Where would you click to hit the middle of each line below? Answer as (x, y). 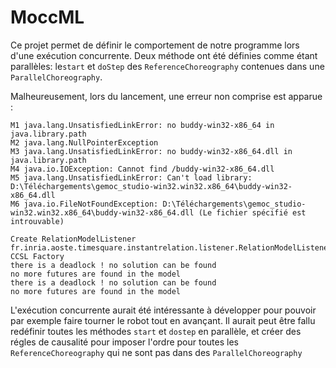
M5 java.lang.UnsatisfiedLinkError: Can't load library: (131, 177)
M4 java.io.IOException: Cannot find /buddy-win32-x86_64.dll (142, 169)
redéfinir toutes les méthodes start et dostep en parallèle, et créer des (156, 331)
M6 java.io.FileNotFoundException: (84, 204)
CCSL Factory (37, 256)
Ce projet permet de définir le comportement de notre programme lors (155, 45)
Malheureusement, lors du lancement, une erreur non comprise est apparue (166, 96)
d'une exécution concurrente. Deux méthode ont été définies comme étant (164, 55)
